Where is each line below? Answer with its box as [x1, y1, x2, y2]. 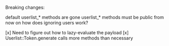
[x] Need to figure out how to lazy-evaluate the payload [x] [5, 30, 129, 35]
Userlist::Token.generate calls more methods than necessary [5, 35, 133, 41]
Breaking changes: [5, 5, 45, 10]
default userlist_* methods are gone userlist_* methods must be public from [5, 14, 164, 20]
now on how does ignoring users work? [5, 20, 88, 26]
